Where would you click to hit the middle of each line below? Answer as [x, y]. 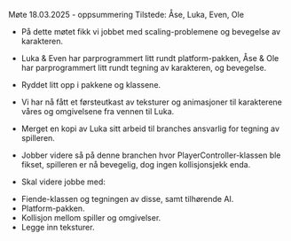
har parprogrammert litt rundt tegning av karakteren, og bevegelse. [144, 68]
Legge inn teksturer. [58, 227]
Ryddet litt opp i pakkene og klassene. [91, 85]
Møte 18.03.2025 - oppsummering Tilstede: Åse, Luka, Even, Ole [126, 15]
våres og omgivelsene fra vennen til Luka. [98, 111]
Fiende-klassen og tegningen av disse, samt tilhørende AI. [127, 199]
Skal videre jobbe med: [63, 182]
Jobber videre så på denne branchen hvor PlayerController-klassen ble [151, 155]
